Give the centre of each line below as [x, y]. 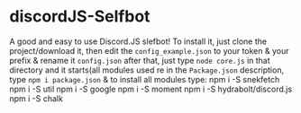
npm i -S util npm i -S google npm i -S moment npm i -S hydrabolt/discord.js [151, 89]
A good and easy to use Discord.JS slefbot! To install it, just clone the [138, 41]
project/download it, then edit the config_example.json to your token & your [149, 50]
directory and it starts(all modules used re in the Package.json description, [147, 70]
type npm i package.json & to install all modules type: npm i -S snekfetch [145, 79]
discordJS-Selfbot [80, 17]
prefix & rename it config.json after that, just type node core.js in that [140, 60]
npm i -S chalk [36, 98]
